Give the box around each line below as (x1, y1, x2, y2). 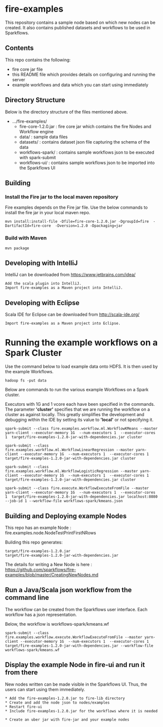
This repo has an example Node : (5, 525, 72, 530)
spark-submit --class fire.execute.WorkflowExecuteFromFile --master (5, 486, 149, 491)
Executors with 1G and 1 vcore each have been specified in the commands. (5, 401, 155, 407)
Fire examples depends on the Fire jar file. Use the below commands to (5, 204, 148, 210)
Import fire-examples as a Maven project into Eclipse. (5, 321, 121, 326)
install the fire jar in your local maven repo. (5, 210, 91, 216)
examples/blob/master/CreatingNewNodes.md (5, 572, 99, 578)
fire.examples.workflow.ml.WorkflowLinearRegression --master (5, 448, 134, 453)
